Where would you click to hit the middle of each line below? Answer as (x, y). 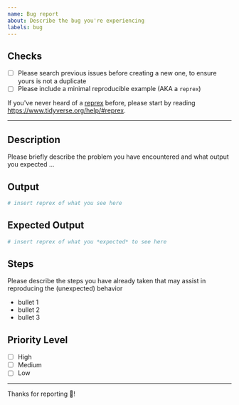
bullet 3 (29, 317)
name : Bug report (33, 14)
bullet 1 (28, 303)
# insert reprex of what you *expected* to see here (87, 242)
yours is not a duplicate (52, 81)
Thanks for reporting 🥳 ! (42, 394)
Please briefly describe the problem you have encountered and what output (118, 157)
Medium (30, 365)
